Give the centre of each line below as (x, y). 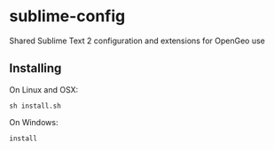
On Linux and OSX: (44, 89)
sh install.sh (35, 106)
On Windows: (34, 122)
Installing (35, 68)
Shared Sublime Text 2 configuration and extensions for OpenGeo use (137, 41)
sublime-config (67, 16)
